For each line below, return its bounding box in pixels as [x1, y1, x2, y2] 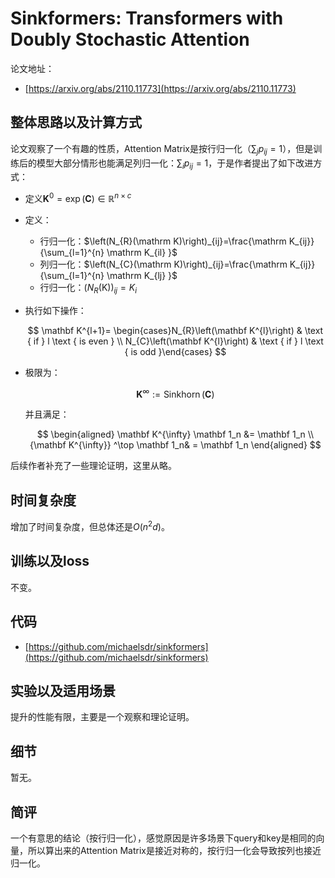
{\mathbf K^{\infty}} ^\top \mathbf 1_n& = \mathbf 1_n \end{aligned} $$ [29, 439, 322, 451]
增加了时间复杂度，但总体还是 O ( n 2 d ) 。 [10, 519, 170, 532]
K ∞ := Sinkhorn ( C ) [136, 386, 215, 400]
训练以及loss [10, 553, 90, 570]
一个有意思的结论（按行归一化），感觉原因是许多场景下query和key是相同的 [10, 832, 317, 844]
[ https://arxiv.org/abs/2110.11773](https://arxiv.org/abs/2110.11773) [24, 82, 297, 94]
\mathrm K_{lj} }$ [106, 270, 178, 281]
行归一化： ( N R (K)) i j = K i [39, 282, 138, 296]
